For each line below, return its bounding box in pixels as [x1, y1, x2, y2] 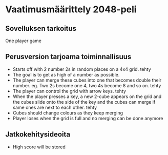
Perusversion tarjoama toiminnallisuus [5, 52, 132, 61]
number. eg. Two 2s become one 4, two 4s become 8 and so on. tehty [12, 82, 161, 88]
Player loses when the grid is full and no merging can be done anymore [12, 115, 163, 121]
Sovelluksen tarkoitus [5, 24, 77, 33]
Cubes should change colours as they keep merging [12, 109, 123, 116]
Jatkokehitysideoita [5, 130, 71, 139]
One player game [5, 37, 42, 44]
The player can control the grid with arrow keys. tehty [12, 88, 127, 94]
